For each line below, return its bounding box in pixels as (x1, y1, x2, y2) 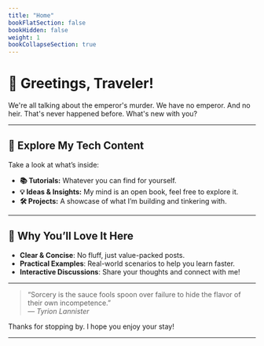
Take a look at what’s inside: (8, 160, 100, 169)
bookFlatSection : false (8, 19, 86, 27)
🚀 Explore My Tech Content (8, 139, 144, 153)
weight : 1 (8, 33, 41, 42)
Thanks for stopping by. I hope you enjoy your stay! (8, 322, 174, 331)
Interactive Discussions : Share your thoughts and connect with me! (19, 267, 240, 276)
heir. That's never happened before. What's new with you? (8, 109, 198, 119)
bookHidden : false (8, 26, 68, 34)
